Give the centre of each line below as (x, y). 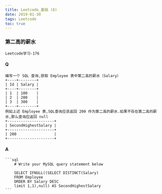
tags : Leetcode (21, 19)
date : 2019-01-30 (23, 14)
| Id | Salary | (22, 84)
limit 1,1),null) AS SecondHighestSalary (57, 186)
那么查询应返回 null (30, 117)
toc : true (15, 24)
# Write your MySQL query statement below (59, 164)
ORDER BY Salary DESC (36, 182)
